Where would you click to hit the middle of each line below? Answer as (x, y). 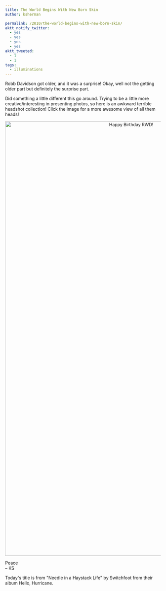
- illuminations (26, 70)
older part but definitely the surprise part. (47, 89)
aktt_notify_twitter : (27, 28)
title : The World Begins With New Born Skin (52, 10)
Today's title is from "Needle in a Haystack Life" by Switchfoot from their (79, 578)
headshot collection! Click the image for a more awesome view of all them (80, 109)
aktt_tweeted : (20, 51)
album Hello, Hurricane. (29, 583)
